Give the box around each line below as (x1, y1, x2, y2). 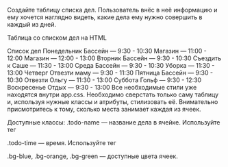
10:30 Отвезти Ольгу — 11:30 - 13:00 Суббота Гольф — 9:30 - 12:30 (7, 76, 202, 84)
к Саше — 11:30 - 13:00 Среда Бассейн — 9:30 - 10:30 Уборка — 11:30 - (7, 62, 215, 69)
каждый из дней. (7, 21, 57, 28)
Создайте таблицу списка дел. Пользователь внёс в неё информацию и (7, 6, 218, 14)
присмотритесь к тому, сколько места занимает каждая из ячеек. (7, 105, 201, 113)
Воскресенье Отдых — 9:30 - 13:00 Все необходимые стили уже (7, 83, 197, 91)
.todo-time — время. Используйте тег (7, 139, 116, 146)
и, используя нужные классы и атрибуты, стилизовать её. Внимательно (7, 98, 218, 105)
